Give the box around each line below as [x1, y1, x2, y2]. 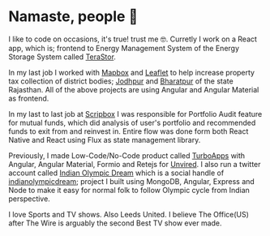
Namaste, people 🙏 [8, 7, 139, 26]
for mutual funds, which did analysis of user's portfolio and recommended [8, 118, 256, 127]
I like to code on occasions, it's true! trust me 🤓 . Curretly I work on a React [8, 34, 258, 44]
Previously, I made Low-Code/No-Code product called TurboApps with [8, 150, 246, 161]
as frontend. [8, 93, 49, 103]
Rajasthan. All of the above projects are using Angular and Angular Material [8, 84, 259, 94]
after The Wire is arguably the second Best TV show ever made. [8, 218, 222, 228]
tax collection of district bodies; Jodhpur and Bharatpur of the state [8, 76, 234, 86]
